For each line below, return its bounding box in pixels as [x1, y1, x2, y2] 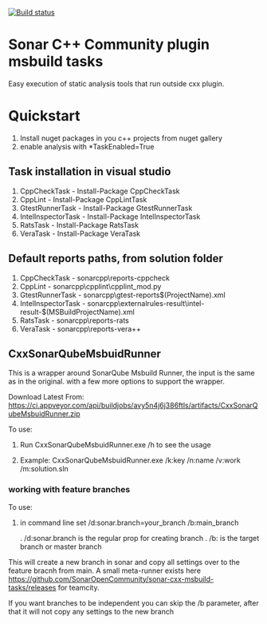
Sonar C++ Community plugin [8, 36, 210, 54]
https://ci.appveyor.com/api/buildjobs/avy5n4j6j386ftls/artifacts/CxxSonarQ [8, 400, 258, 411]
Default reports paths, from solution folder [8, 252, 223, 265]
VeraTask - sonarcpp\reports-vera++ [19, 324, 142, 333]
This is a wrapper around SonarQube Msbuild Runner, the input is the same [8, 368, 255, 378]
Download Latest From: [8, 392, 85, 402]
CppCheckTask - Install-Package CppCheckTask [19, 186, 181, 196]
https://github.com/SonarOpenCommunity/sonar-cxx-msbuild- [8, 574, 214, 583]
